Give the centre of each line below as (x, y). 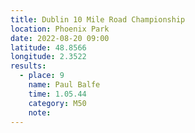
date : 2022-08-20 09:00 (60, 38)
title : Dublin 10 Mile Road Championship (98, 19)
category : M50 (57, 103)
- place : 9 (42, 76)
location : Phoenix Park (60, 29)
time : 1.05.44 (57, 94)
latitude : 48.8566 (48, 47)
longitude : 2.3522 (48, 57)
